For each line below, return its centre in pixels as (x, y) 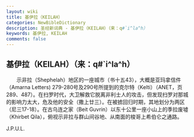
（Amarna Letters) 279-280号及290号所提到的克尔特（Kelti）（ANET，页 (94, 87)
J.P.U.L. (15, 128)
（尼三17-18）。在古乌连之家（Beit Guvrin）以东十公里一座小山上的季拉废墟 (97, 109)
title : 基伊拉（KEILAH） (35, 17)
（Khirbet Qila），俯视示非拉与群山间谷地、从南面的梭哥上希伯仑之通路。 (94, 116)
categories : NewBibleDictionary (46, 22)
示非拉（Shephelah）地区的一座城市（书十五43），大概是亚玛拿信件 (99, 80)
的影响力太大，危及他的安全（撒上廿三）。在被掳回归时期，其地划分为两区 (96, 102)
